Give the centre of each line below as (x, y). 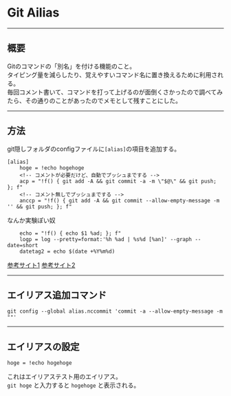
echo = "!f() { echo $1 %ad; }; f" (70, 233)
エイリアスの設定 (43, 347)
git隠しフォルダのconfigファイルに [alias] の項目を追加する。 (94, 149)
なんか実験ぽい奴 (31, 220)
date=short (23, 245)
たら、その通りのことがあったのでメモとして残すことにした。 (95, 101)
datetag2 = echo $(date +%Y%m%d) (67, 251)
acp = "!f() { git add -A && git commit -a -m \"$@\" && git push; (118, 181)
